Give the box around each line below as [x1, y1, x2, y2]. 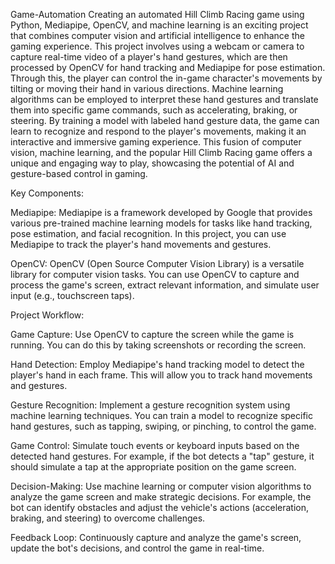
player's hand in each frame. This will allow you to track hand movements [10, 369, 313, 381]
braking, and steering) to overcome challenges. [10, 512, 206, 524]
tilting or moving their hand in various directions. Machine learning [10, 83, 284, 94]
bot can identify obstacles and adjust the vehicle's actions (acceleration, [10, 502, 309, 513]
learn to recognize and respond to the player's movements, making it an [10, 125, 307, 137]
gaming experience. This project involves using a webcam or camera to [10, 40, 305, 52]
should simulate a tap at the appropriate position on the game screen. [10, 461, 297, 473]
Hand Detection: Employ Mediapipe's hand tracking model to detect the [10, 359, 305, 370]
